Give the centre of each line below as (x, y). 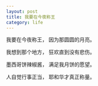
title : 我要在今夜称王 (31, 17)
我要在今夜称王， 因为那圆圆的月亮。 (50, 40)
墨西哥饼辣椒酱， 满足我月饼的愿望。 (50, 64)
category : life (25, 22)
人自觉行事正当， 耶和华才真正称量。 (50, 77)
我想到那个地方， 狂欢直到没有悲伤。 (50, 52)
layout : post (22, 11)
